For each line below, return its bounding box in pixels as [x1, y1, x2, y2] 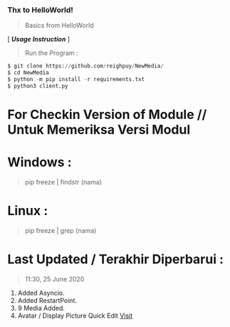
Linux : [7, 203, 48, 219]
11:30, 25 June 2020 [24, 274, 85, 283]
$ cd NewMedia [7, 69, 50, 76]
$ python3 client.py [7, 82, 69, 90]
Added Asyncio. [17, 289, 66, 297]
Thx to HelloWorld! [7, 5, 73, 15]
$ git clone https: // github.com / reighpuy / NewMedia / [7, 63, 164, 70]
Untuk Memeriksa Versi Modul [7, 121, 191, 137]
